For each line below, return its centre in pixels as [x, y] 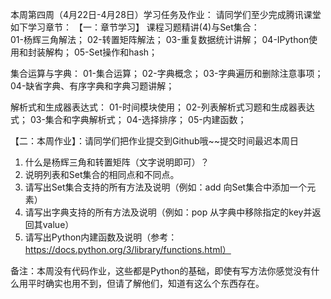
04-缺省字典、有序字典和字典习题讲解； [92, 86]
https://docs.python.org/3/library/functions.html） [128, 249]
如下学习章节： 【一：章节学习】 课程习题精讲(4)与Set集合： [135, 27]
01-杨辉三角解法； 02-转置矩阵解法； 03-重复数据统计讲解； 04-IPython [160, 39]
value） [58, 224]
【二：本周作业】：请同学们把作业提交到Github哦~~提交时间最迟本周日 [155, 141]
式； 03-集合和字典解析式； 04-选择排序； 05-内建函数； [128, 119]
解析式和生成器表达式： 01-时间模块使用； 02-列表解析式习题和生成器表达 [162, 107]
